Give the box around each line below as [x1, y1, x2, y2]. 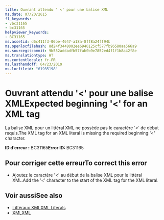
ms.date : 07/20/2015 [5, 12, 47, 17]
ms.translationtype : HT [5, 53, 54, 58]
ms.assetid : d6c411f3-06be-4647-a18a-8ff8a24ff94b [5, 39, 111, 44]
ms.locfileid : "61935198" [5, 67, 58, 72]
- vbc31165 [5, 21, 27, 26]
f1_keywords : [5, 16, 32, 21]
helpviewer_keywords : [5, 30, 49, 35]
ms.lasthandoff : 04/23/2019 [5, 62, 63, 67]
